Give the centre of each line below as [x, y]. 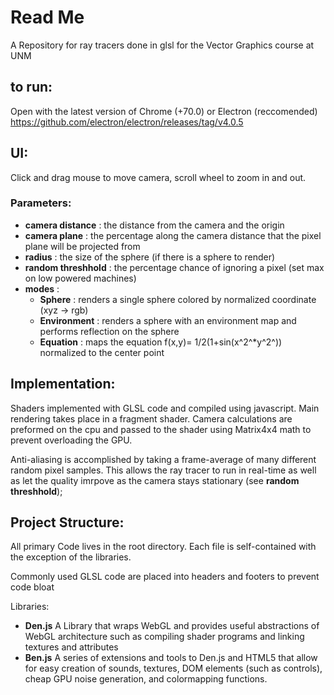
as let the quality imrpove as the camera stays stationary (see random [155, 480]
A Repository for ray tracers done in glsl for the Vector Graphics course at [162, 45]
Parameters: [41, 203]
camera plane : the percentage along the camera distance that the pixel [173, 235]
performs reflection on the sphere [109, 331]
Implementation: [63, 384]
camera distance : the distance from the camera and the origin [154, 225]
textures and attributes [71, 647]
